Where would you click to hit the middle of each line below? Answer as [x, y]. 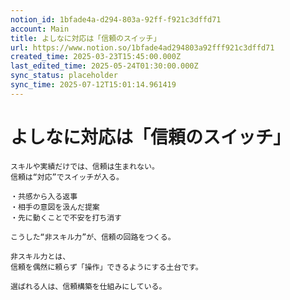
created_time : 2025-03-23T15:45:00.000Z [96, 57]
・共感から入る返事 [44, 196]
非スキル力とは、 [40, 256]
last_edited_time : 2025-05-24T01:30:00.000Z [104, 66]
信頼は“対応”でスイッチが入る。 [67, 177]
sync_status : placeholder [64, 76]
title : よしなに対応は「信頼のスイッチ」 [86, 38]
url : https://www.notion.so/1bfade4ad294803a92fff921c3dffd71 [142, 47]
